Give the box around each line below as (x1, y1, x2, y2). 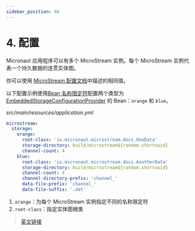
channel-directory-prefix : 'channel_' (21, 176, 118, 182)
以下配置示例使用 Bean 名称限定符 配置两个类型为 (6, 90, 124, 97)
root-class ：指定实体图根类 (14, 205, 84, 213)
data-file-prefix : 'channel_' (21, 181, 97, 187)
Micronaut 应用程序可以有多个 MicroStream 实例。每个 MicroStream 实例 (6, 57, 184, 64)
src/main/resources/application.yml (6, 109, 94, 116)
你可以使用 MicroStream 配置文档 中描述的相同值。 (6, 77, 129, 84)
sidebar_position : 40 (6, 8, 60, 15)
